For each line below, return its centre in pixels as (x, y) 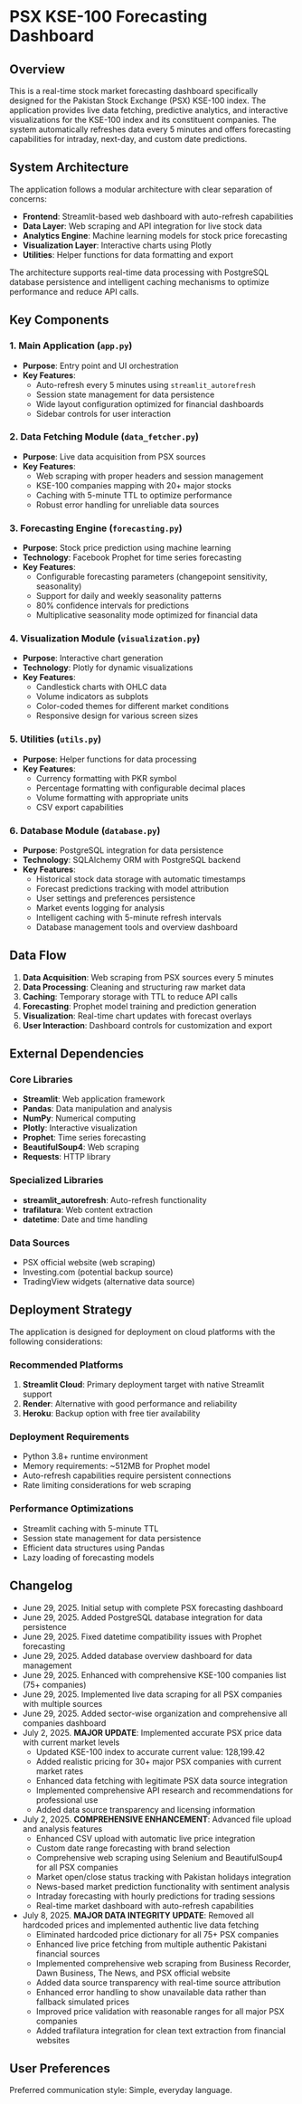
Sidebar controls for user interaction (104, 413)
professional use (67, 1800)
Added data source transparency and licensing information (146, 1809)
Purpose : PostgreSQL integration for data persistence (123, 850)
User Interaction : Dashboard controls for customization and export (147, 1025)
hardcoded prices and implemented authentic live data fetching (141, 1925)
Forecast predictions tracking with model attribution (132, 888)
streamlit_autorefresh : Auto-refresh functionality (114, 1199)
